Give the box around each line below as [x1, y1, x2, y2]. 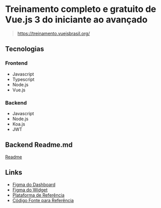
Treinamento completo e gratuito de [5, 3, 157, 15]
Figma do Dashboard [12, 181, 56, 187]
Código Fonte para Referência [12, 197, 74, 203]
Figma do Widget [12, 187, 48, 193]
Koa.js [12, 121, 25, 127]
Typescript [12, 76, 35, 82]
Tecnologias [5, 45, 44, 53]
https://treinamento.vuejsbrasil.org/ [17, 30, 90, 36]
